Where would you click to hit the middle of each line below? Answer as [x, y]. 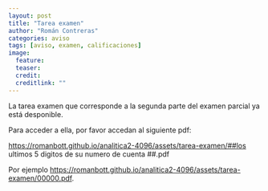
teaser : [28, 68]
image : [19, 53]
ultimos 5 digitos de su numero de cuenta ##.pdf [89, 154]
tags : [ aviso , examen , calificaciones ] [75, 46]
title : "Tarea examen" [46, 23]
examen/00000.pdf [40, 178]
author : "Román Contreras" [53, 30]
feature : [30, 61]
